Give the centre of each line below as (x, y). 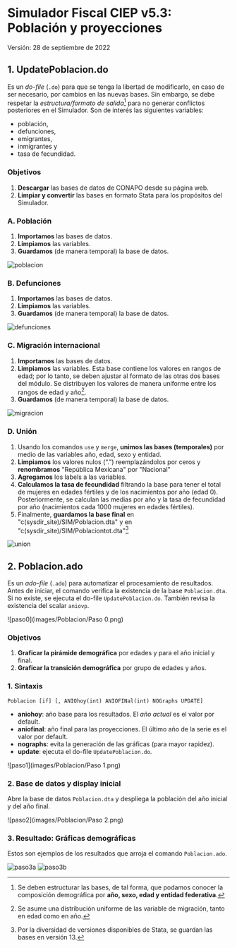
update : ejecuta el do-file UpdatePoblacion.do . (85, 751)
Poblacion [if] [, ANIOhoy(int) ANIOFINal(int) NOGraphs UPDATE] (105, 701)
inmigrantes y (37, 147)
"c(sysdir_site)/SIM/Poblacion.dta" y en (75, 522)
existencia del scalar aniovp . (48, 606)
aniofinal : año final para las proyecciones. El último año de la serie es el (122, 729)
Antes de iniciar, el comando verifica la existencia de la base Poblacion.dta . (117, 591)
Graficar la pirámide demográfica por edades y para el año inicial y (116, 653)
